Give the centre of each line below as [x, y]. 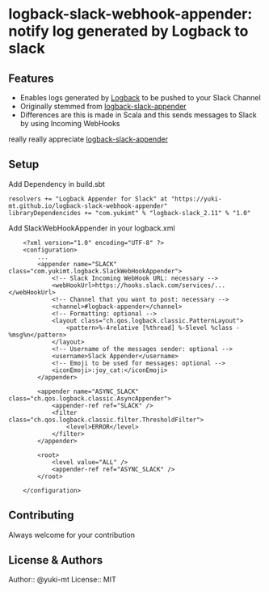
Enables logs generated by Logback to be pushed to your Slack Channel [140, 97]
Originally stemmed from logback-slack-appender [103, 106]
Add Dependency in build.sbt [57, 184]
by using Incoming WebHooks [70, 123]
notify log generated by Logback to [128, 31]
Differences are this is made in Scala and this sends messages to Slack [138, 115]
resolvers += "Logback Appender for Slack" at [88, 199]
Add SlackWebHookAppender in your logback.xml [92, 228]
